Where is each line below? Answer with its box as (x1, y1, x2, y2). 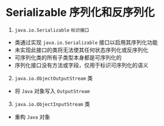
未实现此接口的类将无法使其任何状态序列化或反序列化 (14, 46, 149, 54)
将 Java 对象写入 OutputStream (14, 87, 90, 94)
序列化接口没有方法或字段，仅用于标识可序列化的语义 (14, 61, 149, 69)
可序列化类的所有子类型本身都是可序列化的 (14, 54, 122, 61)
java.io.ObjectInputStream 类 (14, 100, 90, 107)
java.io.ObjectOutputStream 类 (14, 74, 93, 82)
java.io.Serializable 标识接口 (14, 27, 90, 33)
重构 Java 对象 (14, 113, 51, 121)
